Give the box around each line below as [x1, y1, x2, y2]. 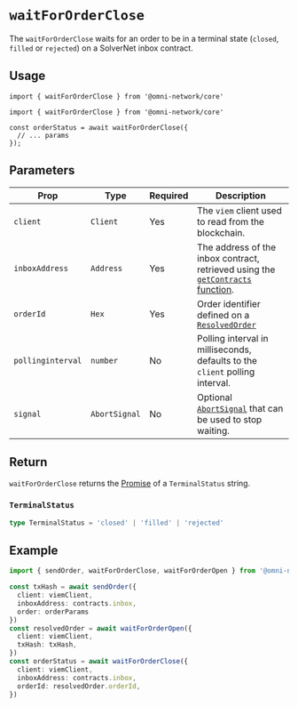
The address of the [196, 241, 277, 253]
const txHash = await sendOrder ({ [9, 582, 137, 591]
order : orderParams [17, 607, 90, 616]
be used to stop [196, 413, 263, 425]
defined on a [196, 309, 250, 321]
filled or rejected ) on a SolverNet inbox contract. [9, 43, 193, 53]
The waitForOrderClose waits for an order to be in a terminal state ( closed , [9, 33, 279, 44]
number [90, 355, 118, 366]
